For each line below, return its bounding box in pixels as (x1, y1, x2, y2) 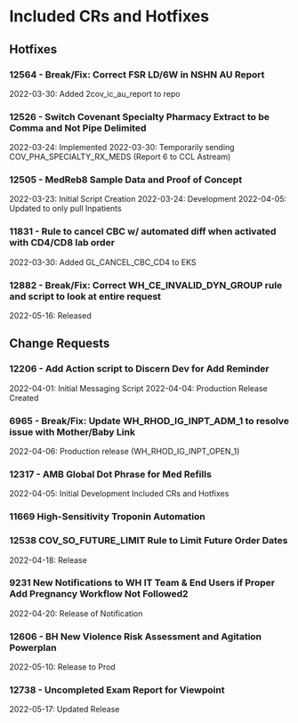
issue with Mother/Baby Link (9, 425, 136, 438)
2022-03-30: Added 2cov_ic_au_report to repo (9, 88, 181, 99)
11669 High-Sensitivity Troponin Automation (9, 510, 206, 523)
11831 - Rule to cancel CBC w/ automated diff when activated (9, 225, 277, 237)
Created (9, 392, 39, 403)
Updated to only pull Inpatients (9, 203, 122, 214)
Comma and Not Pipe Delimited (9, 122, 147, 134)
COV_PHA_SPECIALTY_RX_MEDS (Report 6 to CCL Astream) (9, 151, 231, 162)
